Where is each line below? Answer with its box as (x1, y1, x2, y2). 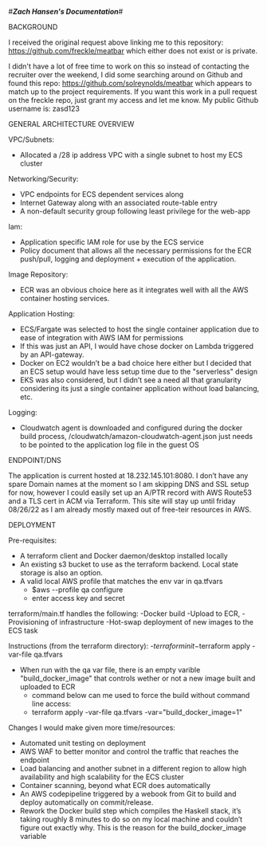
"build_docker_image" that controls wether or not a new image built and (19, 673, 256, 683)
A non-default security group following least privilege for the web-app (19, 206, 251, 216)
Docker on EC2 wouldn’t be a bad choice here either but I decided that (19, 359, 252, 367)
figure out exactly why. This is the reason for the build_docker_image (19, 823, 247, 832)
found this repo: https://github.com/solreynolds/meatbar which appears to (8, 79, 253, 88)
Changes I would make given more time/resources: (8, 723, 175, 732)
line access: (31, 699, 72, 708)
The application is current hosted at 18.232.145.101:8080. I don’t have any (8, 471, 249, 480)
